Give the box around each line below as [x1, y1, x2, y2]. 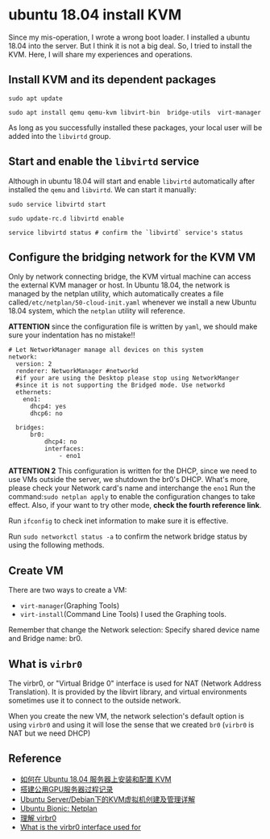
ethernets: [15, 388, 52, 396]
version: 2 [15, 360, 52, 368]
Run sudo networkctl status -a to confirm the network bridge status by [8, 531, 247, 542]
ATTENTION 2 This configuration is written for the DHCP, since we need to [8, 466, 257, 476]
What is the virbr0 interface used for [19, 822, 141, 832]
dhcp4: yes [29, 402, 67, 411]
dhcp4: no [44, 438, 78, 446]
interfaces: [44, 445, 85, 453]
